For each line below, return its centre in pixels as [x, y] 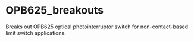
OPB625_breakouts [55, 10]
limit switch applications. [36, 33]
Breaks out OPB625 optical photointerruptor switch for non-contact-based [97, 27]
